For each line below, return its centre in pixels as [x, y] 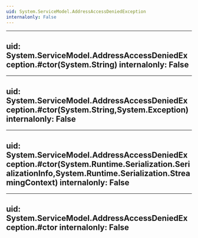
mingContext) [32, 182]
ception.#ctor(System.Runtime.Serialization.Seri [98, 164]
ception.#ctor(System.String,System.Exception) [97, 110]
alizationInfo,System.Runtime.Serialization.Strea [98, 173]
